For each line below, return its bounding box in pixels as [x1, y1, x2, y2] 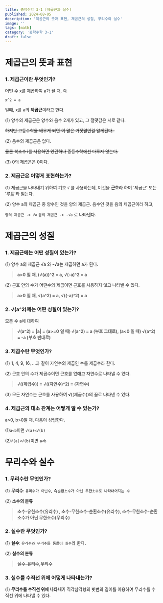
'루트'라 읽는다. [5, 191, 34, 197]
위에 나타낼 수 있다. [14, 593, 51, 599]
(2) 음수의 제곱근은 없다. [5, 138, 51, 144]
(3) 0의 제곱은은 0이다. [5, 159, 49, 165]
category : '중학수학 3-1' [5, 30, 54, 35]
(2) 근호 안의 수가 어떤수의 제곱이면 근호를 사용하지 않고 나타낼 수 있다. [5, 282, 140, 288]
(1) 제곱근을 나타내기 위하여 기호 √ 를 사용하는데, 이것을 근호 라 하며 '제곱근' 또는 [5, 184, 157, 190]
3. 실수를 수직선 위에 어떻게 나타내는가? [5, 574, 93, 581]
